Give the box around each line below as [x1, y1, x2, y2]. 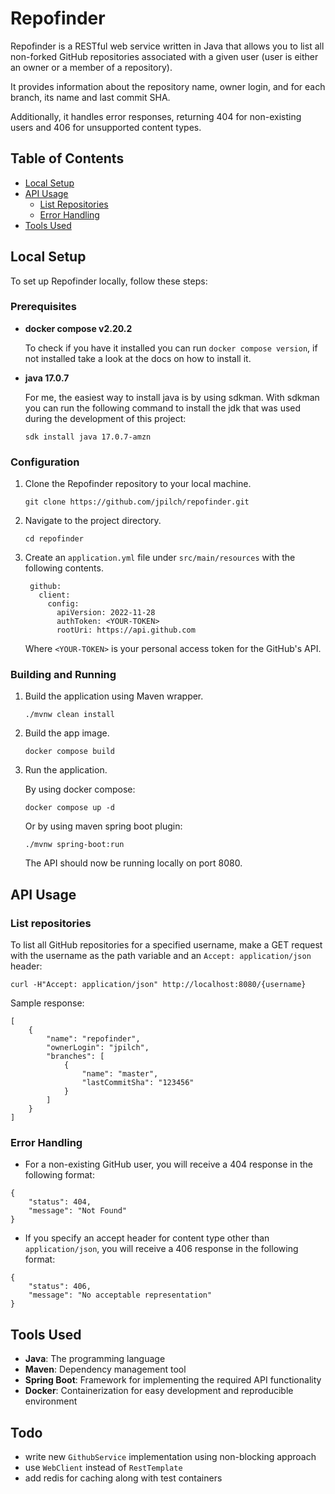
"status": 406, [28, 1282, 92, 1292]
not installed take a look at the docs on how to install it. [24, 352, 252, 364]
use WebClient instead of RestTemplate [24, 1462, 183, 1474]
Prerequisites [10, 300, 77, 314]
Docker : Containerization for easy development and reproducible [24, 1385, 294, 1397]
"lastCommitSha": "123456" [81, 1078, 195, 1088]
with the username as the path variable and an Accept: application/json [10, 950, 312, 962]
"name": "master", [81, 1069, 159, 1079]
